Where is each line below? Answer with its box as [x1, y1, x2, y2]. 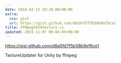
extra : [5, 12, 18, 16]
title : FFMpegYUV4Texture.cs [5, 25, 64, 30]
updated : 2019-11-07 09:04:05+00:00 [5, 30, 79, 34]
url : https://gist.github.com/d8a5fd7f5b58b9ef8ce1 [9, 20, 117, 26]
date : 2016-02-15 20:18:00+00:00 [5, 7, 73, 12]
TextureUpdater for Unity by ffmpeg [5, 52, 77, 58]
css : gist [9, 16, 29, 21]
